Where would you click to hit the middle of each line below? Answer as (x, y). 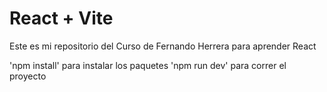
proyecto (28, 76)
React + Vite (61, 18)
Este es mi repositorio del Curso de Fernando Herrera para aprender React (163, 46)
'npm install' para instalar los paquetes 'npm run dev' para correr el (148, 65)
